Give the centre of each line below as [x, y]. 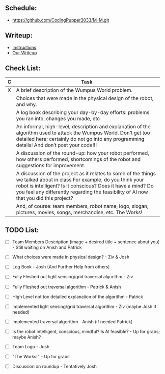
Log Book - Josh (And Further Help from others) [61, 267]
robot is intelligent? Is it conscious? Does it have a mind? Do [85, 186]
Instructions [24, 47]
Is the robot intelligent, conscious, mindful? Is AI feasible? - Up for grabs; [86, 331]
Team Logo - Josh [31, 346]
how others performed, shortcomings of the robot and [78, 159]
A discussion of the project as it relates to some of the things [86, 174]
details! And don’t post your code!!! [56, 145]
